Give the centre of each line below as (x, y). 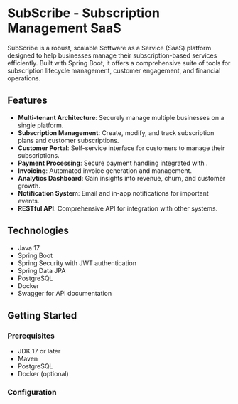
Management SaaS (65, 28)
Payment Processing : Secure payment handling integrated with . (113, 163)
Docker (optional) (43, 374)
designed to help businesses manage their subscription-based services (112, 55)
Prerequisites (31, 336)
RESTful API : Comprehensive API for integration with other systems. (118, 208)
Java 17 (29, 248)
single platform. (40, 125)
